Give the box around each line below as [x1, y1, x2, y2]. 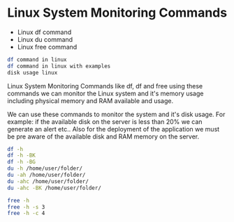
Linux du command [17, 35, 73, 43]
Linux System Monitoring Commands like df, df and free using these [7, 81, 203, 90]
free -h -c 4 [7, 210, 45, 217]
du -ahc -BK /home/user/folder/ [7, 184, 101, 191]
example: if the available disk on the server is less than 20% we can [7, 117, 203, 126]
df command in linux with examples [7, 63, 111, 70]
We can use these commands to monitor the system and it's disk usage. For [7, 110, 226, 118]
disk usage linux [7, 69, 58, 76]
